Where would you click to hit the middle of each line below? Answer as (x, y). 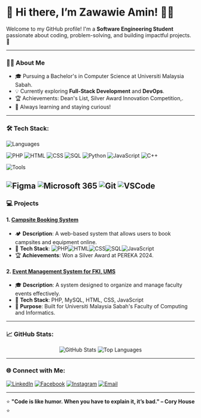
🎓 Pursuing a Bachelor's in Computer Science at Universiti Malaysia (99, 76)
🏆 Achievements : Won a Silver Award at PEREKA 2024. (84, 255)
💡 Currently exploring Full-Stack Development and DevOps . (89, 91)
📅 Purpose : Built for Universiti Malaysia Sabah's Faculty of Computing (101, 306)
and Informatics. (35, 313)
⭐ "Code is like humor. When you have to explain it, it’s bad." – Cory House (100, 401)
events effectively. (37, 294)
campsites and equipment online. (56, 242)
